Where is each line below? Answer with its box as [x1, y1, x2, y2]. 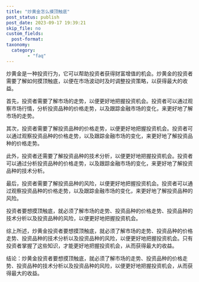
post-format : [11, 36, 44, 42]
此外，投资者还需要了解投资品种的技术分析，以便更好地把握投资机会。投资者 [6, 152, 193, 159]
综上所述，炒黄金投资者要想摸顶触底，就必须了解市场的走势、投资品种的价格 [6, 227, 193, 235]
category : [11, 47, 36, 53]
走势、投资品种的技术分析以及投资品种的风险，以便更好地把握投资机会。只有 [6, 235, 193, 242]
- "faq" [27, 53, 46, 59]
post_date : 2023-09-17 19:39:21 [6, 20, 86, 26]
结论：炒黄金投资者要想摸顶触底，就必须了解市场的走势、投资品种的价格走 [6, 255, 188, 262]
